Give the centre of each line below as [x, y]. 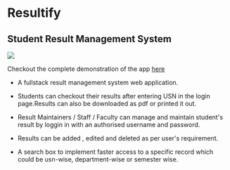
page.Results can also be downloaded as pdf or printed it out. [107, 104]
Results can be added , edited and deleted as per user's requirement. [118, 138]
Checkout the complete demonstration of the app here [86, 69]
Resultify [34, 13]
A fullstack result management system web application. [98, 83]
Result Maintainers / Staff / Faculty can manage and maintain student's [120, 117]
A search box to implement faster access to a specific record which [115, 152]
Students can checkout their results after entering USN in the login [114, 96]
